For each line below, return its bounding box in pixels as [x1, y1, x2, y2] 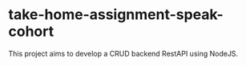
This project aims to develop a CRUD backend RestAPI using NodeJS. [8, 49, 239, 58]
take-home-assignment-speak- [8, 6, 224, 24]
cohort [8, 22, 54, 41]
